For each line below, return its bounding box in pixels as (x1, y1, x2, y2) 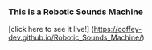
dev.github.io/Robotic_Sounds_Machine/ (8, 33, 142, 42)
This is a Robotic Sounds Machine (8, 6, 143, 17)
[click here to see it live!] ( (8, 25, 94, 34)
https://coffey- (93, 25, 142, 34)
